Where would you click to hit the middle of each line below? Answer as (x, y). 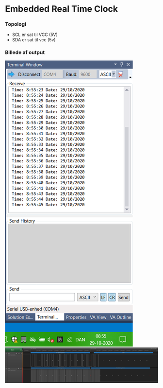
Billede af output (25, 53)
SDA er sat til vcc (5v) (34, 40)
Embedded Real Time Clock (61, 9)
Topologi (16, 24)
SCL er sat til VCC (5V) (35, 35)
